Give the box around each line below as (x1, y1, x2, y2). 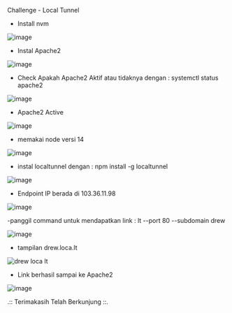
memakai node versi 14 (17, 136, 85, 143)
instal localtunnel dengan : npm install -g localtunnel (17, 162, 168, 170)
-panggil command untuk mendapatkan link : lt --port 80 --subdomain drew (7, 217, 226, 224)
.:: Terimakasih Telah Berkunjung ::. (7, 298, 108, 306)
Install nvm (17, 20, 49, 27)
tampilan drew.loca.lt (17, 244, 78, 252)
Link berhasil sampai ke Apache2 (17, 270, 113, 279)
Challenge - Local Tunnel (7, 6, 80, 14)
